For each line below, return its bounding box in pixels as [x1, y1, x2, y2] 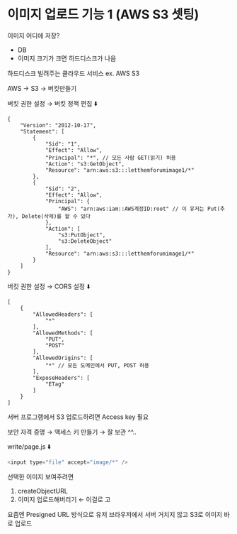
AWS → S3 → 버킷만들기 [7, 84, 77, 92]
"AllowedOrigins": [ [33, 354, 93, 361]
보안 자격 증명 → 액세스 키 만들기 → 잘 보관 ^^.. [7, 427, 137, 436]
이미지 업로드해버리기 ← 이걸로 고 [17, 495, 111, 503]
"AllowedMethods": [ [33, 329, 93, 337]
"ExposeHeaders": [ [33, 374, 91, 381]
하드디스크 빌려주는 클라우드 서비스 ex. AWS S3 [7, 69, 140, 77]
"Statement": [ [20, 128, 65, 135]
